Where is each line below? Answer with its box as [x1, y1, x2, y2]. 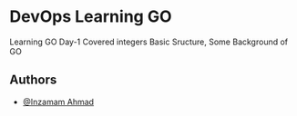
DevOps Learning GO [9, 6, 172, 27]
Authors [9, 72, 57, 88]
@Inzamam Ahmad [22, 96, 94, 107]
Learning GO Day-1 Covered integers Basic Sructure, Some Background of [9, 36, 289, 47]
